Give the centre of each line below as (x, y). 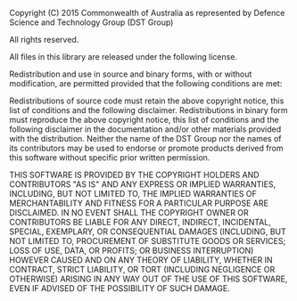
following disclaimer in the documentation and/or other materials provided (145, 129)
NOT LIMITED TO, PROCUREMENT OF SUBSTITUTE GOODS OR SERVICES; (148, 241)
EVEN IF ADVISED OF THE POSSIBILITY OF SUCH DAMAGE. (120, 288)
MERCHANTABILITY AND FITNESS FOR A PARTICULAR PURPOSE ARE (139, 203)
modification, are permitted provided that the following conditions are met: (146, 83)
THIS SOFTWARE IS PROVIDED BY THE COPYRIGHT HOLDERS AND (135, 175)
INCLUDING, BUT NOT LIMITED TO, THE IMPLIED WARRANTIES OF (133, 194)
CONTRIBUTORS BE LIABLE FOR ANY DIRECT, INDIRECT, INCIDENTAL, (140, 222)
